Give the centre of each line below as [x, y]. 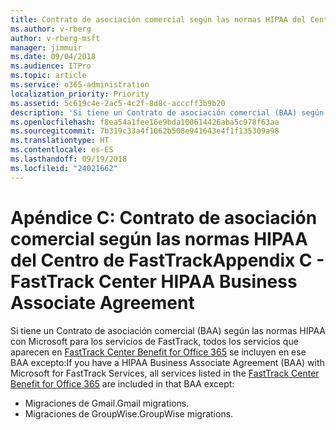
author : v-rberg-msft [55, 38]
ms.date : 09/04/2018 [53, 57]
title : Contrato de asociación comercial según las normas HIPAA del [158, 19]
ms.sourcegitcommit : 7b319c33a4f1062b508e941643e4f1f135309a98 [145, 131]
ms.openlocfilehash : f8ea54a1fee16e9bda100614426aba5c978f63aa [145, 122]
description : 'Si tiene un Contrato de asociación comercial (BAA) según [167, 112]
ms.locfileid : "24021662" [64, 168]
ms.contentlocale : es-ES [62, 150]
